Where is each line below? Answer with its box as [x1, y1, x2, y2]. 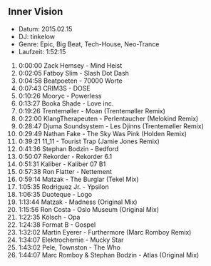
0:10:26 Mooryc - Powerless [18, 91, 102, 100]
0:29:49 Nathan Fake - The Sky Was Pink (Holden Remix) [18, 129, 187, 138]
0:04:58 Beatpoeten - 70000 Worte [18, 76, 123, 85]
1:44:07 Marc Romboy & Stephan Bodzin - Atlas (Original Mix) [18, 250, 200, 259]
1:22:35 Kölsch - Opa [18, 213, 81, 221]
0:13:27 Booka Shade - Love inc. [18, 99, 114, 108]
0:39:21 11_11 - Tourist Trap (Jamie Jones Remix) [18, 137, 160, 145]
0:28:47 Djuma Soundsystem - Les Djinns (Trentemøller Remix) [18, 121, 204, 131]
